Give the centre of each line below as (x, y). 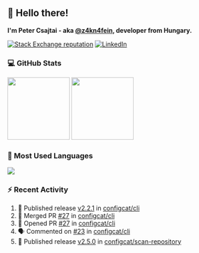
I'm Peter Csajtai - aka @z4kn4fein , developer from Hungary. (100, 30)
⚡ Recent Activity (38, 190)
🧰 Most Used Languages (50, 156)
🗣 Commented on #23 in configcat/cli (74, 231)
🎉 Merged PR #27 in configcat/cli (66, 215)
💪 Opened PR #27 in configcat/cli (66, 223)
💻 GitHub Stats (34, 63)
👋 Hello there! (38, 13)
